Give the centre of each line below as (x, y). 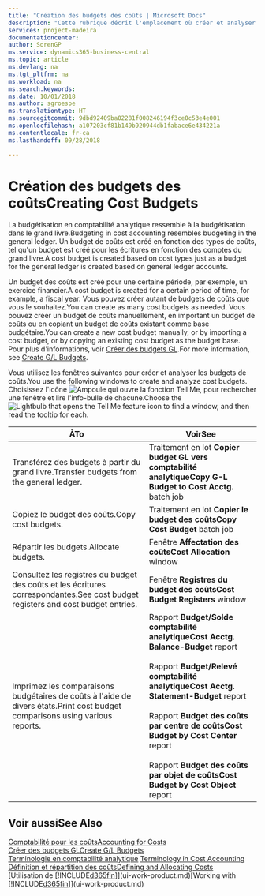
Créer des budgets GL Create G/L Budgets (76, 850)
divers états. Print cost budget (67, 706)
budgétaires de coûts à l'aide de (72, 696)
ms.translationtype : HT (47, 111)
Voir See (201, 434)
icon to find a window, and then (198, 407)
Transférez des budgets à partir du (77, 463)
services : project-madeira (52, 30)
